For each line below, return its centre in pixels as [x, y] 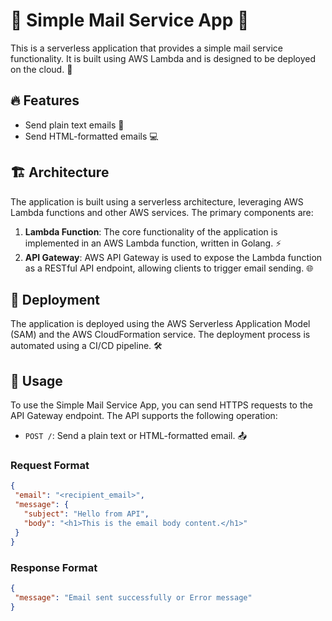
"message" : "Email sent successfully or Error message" [133, 597]
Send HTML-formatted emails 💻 [91, 136]
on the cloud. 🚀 [41, 69]
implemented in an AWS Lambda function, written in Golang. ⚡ [153, 243]
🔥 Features [45, 100]
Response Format [54, 567]
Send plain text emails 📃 [74, 125]
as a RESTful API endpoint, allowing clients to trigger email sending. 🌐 [169, 268]
